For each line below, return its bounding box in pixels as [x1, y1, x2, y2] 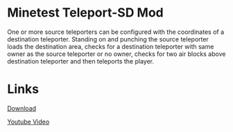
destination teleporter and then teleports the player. [7, 57, 155, 65]
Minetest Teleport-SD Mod [7, 5, 164, 21]
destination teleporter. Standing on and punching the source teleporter [7, 35, 209, 43]
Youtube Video [7, 117, 50, 126]
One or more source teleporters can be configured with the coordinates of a [7, 28, 225, 36]
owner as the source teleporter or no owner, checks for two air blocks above [7, 50, 226, 58]
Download [7, 104, 37, 112]
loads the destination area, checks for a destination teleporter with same [7, 42, 214, 50]
